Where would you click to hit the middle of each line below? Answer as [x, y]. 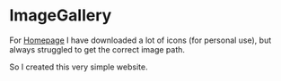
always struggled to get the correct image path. [97, 49]
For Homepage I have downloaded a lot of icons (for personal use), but [140, 40]
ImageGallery [61, 16]
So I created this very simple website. [79, 67]
